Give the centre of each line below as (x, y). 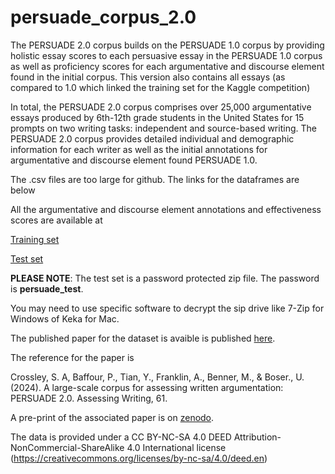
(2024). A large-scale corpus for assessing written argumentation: (147, 387)
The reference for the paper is (72, 357)
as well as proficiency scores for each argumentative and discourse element (167, 66)
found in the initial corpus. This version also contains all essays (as (148, 77)
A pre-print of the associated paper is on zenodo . (112, 417)
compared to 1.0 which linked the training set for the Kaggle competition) (160, 87)
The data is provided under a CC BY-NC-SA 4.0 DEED (121, 437)
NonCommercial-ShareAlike (67, 447)
